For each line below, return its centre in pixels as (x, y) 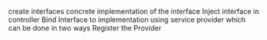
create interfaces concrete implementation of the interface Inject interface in (134, 11)
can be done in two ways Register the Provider (85, 28)
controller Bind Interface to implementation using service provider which (127, 20)
